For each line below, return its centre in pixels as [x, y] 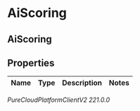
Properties [31, 63]
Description [82, 83]
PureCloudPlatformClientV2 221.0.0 [59, 100]
